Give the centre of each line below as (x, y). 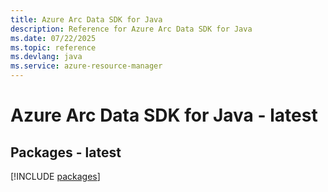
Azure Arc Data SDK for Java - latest (164, 115)
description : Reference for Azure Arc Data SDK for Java (131, 29)
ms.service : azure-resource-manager (86, 66)
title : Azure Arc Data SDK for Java (86, 19)
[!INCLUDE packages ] (55, 176)
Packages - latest (66, 152)
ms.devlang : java (46, 57)
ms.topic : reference (53, 47)
